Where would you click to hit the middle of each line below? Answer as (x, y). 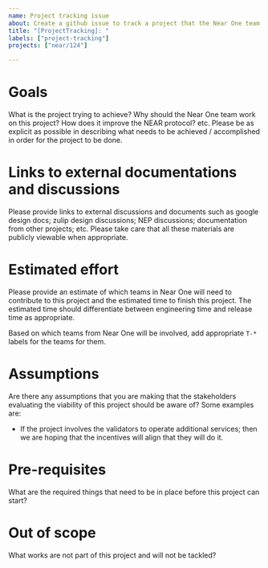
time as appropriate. (41, 317)
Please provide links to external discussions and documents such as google (134, 212)
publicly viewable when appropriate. (68, 237)
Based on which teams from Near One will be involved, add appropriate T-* (133, 333)
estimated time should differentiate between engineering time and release (130, 309)
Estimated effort (63, 270)
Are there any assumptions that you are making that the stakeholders (122, 396)
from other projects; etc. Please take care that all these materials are (122, 229)
